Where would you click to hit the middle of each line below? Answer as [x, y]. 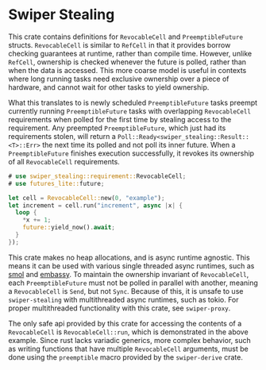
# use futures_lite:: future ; [56, 183]
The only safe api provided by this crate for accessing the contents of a [125, 323]
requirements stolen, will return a [62, 136]
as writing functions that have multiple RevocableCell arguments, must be [128, 349]
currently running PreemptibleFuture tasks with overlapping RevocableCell [130, 111]
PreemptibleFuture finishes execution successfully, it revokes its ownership [131, 153]
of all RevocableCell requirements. [64, 161]
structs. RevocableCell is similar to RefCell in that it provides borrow [120, 44]
